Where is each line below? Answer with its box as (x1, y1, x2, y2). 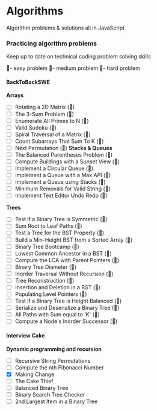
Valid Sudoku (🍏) (14, 124, 57, 131)
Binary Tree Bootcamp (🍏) (14, 243, 79, 250)
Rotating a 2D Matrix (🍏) (14, 104, 75, 111)
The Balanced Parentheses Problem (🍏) (14, 151, 113, 158)
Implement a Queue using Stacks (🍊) (14, 178, 106, 186)
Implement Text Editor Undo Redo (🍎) (14, 192, 108, 199)
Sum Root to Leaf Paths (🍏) (14, 222, 82, 230)
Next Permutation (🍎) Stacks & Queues (14, 144, 112, 151)
